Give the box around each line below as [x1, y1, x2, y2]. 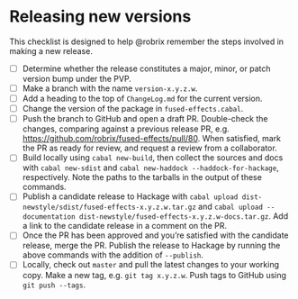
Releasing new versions [9, 6, 192, 27]
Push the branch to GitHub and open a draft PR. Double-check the [22, 113, 268, 124]
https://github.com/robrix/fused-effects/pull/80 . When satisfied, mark [22, 133, 282, 144]
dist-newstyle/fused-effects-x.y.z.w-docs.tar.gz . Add [79, 211, 289, 222]
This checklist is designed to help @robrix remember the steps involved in [9, 36, 284, 47]
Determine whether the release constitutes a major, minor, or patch [22, 63, 271, 74]
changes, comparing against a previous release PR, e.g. [22, 123, 230, 134]
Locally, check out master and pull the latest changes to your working [22, 259, 280, 270]
